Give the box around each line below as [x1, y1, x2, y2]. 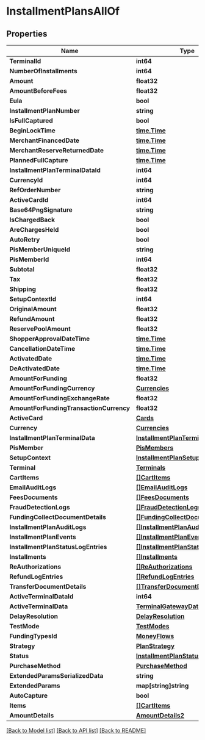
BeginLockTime [9, 126, 56, 135]
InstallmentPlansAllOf [6, 4, 120, 18]
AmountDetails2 [135, 711, 185, 719]
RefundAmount [9, 315, 55, 323]
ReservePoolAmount [9, 325, 71, 333]
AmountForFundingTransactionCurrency [9, 404, 130, 412]
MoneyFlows [135, 632, 174, 640]
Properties [6, 29, 48, 39]
